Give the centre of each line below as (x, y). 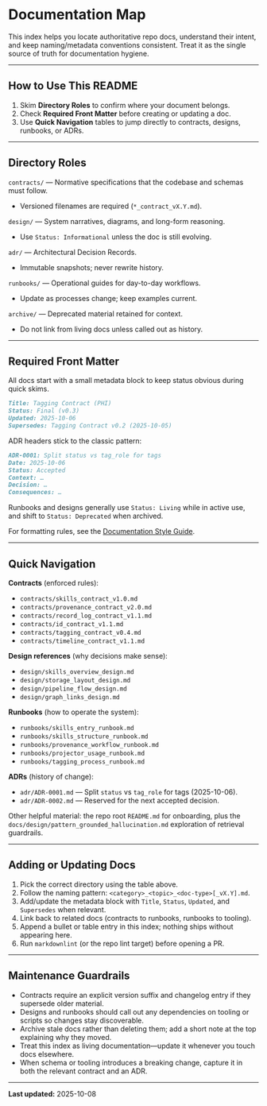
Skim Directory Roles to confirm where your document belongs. (125, 105)
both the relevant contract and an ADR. (83, 1071)
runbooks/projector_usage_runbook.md (82, 753)
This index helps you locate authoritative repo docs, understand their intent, (132, 37)
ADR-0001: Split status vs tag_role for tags (85, 455)
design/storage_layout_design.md (75, 680)
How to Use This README (73, 86)
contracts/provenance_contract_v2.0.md (86, 607)
